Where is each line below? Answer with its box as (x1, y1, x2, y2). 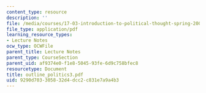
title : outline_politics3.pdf (6, 72, 84, 78)
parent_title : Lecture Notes (6, 49, 81, 55)
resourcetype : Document (6, 65, 67, 72)
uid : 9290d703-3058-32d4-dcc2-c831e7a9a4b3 (6, 77, 120, 83)
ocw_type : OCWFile (6, 43, 53, 50)
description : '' (6, 15, 48, 21)
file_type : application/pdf (6, 26, 78, 32)
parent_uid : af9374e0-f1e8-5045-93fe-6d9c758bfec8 (6, 60, 139, 66)
